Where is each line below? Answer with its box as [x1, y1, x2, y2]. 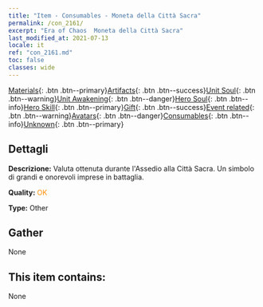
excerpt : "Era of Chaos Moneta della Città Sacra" [8, 26, 183, 34]
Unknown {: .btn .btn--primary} [23, 119, 124, 128]
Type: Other [8, 203, 49, 212]
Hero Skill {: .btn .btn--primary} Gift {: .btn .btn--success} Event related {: [23, 102, 255, 112]
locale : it [8, 41, 45, 49]
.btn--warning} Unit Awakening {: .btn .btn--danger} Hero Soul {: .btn [8, 93, 228, 104]
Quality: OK [8, 187, 48, 197]
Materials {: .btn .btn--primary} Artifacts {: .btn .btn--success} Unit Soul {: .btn [8, 85, 257, 95]
